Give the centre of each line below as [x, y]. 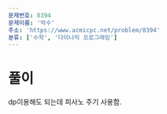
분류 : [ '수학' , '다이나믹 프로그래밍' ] [63, 37]
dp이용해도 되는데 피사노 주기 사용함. [65, 102]
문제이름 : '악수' [32, 23]
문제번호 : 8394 [30, 15]
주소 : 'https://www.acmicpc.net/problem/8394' [84, 30]
